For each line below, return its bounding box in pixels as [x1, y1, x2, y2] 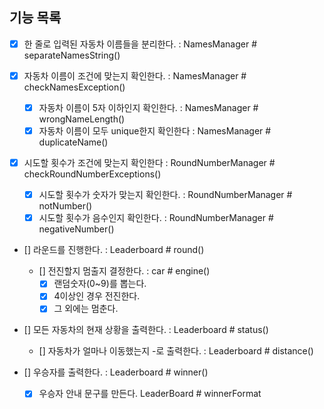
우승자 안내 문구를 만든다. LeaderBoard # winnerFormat [38, 388, 262, 400]
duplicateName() [38, 136, 109, 148]
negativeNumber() [38, 223, 115, 235]
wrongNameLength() [38, 113, 126, 125]
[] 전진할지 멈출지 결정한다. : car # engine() [38, 265, 211, 277]
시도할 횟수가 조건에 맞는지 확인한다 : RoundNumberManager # [23, 157, 276, 169]
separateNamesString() [23, 49, 121, 61]
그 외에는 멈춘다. [53, 303, 119, 315]
